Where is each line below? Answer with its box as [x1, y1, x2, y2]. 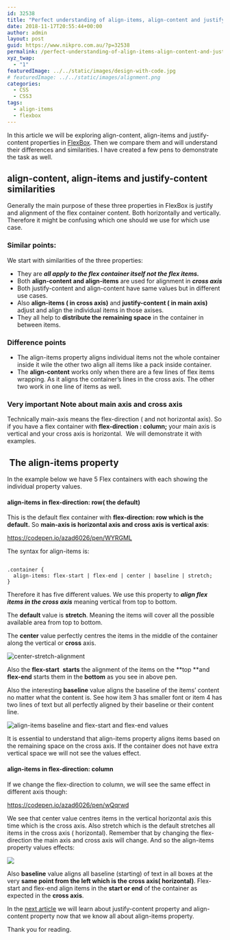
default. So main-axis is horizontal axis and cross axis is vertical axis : [7, 521, 209, 529]
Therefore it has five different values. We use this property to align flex [7, 591, 208, 599]
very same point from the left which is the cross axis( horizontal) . [7, 876, 196, 885]
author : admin [7, 29, 48, 36]
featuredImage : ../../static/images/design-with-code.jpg [7, 67, 176, 74]
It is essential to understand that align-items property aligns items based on [7, 735, 220, 743]
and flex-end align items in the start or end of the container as [21, 884, 198, 892]
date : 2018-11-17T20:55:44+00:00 [7, 23, 103, 30]
